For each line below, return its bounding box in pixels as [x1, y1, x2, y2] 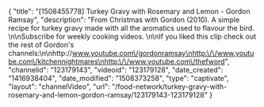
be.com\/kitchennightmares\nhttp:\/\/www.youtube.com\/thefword [8, 57, 225, 66]
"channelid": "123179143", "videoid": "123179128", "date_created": [8, 65, 224, 74]
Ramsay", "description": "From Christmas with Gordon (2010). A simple [8, 15, 240, 24]
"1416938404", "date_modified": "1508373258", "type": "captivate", [8, 74, 229, 83]
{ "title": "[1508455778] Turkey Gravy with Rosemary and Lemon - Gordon [8, 7, 251, 16]
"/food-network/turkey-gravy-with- [111, 82, 228, 91]
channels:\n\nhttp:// [8, 49, 73, 57]
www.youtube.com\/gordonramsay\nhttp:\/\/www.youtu [71, 49, 254, 57]
